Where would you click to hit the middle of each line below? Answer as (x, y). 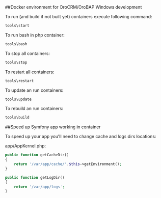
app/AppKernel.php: (26, 146)
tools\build (17, 117)
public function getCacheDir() (37, 155)
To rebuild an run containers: (34, 109)
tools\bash (16, 44)
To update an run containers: (34, 90)
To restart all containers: (30, 72)
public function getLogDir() (35, 177)
